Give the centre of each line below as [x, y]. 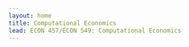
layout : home [30, 16]
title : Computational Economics [62, 23]
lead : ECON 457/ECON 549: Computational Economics [95, 30]
